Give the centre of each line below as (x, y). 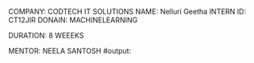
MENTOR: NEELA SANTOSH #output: (70, 51)
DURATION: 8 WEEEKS (46, 35)
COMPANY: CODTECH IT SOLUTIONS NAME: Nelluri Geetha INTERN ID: (127, 12)
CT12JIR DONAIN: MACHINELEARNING (73, 20)
